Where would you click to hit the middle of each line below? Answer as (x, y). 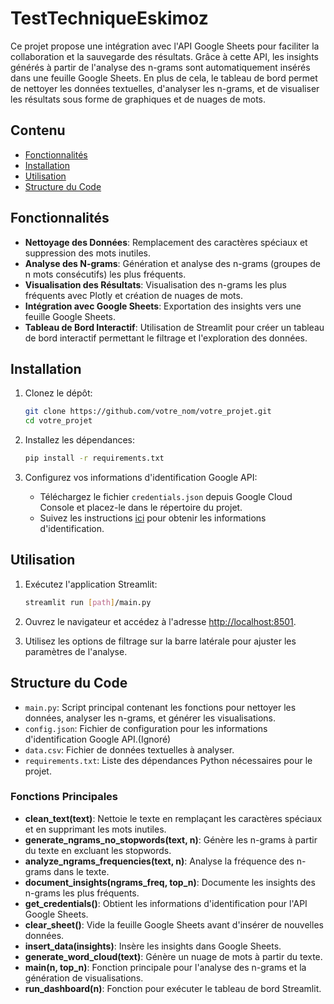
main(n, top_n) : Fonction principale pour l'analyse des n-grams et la (165, 967)
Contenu (38, 130)
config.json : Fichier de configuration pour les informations (146, 728)
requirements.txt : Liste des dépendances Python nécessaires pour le (168, 760)
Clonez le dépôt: (58, 393)
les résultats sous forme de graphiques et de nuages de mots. (138, 99)
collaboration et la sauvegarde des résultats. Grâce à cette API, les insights (164, 56)
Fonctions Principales (64, 797)
